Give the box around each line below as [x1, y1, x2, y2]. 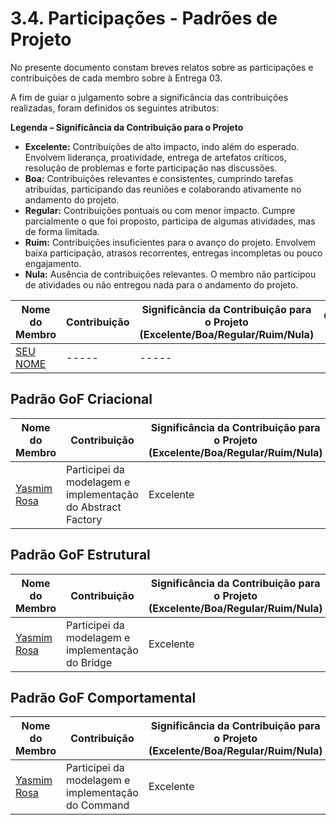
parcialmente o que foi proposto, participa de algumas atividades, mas [24, 215, 316, 227]
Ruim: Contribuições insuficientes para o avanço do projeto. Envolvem [24, 236, 317, 248]
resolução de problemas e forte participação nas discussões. [24, 162, 278, 174]
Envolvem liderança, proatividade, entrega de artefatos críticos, [24, 151, 287, 163]
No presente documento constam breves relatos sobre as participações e [10, 61, 314, 73]
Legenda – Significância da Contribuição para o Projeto [10, 121, 244, 133]
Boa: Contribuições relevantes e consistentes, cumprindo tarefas [24, 172, 294, 184]
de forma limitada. [24, 225, 100, 237]
